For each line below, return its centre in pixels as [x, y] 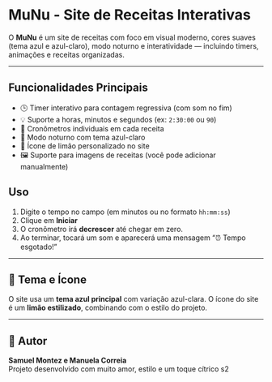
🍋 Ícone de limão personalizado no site [85, 146]
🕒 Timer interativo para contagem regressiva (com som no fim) [126, 108]
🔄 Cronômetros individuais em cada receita [92, 128]
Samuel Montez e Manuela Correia [68, 361]
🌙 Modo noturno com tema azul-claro [83, 137]
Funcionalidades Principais [78, 88]
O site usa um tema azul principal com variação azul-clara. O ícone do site [134, 299]
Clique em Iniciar [49, 220]
